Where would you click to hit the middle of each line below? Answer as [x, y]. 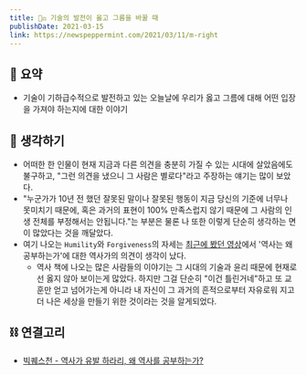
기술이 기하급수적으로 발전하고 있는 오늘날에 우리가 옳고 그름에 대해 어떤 [151, 98]
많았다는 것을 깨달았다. [73, 233]
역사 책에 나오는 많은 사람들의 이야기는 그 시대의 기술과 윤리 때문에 [154, 267]
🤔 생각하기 [37, 141]
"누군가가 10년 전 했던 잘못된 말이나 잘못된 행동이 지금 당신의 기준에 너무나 [155, 198]
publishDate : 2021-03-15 [57, 26]
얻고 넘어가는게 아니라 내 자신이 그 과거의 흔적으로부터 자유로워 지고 [174, 290]
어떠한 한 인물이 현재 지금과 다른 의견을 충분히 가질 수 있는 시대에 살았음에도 [158, 164]
